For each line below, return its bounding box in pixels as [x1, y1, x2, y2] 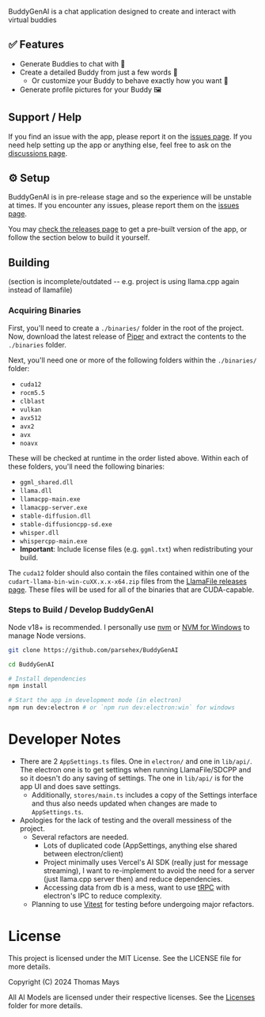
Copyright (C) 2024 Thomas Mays [8, 977, 120, 986]
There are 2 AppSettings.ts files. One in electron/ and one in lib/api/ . [19, 757, 252, 766]
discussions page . [8, 148, 68, 157]
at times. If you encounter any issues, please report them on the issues [8, 201, 240, 211]
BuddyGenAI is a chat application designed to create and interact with [8, 7, 237, 16]
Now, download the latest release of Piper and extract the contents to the [8, 332, 247, 341]
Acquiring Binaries [8, 305, 81, 316]
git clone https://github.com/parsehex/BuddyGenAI [8, 646, 179, 654]
